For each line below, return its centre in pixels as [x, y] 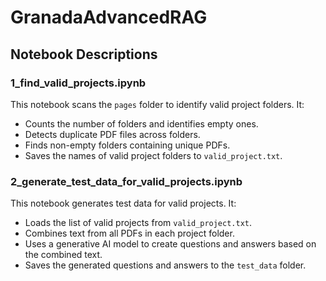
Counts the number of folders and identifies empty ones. [141, 123]
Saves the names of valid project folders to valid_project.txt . [153, 155]
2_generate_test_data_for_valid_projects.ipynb [126, 181]
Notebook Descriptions [84, 54]
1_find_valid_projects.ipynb [78, 83]
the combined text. [63, 255]
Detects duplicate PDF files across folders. [112, 134]
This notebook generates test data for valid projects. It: [123, 203]
